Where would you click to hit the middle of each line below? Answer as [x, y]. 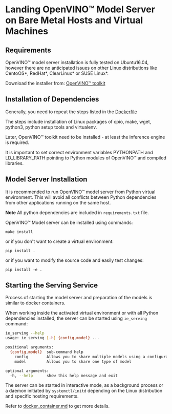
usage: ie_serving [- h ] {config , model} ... [52, 338]
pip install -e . [24, 270]
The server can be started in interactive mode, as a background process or [84, 385]
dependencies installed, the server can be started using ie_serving [76, 318]
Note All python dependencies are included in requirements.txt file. [77, 212]
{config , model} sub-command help [47, 352]
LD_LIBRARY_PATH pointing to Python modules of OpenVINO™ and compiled [86, 158]
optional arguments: [27, 371]
